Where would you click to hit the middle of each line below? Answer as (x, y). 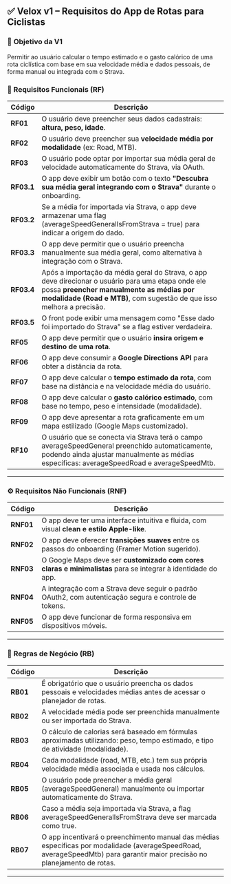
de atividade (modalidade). (85, 749)
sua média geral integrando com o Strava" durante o (129, 187)
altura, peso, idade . (74, 127)
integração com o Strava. (82, 261)
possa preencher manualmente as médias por (118, 289)
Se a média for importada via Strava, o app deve (119, 206)
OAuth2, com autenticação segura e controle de (119, 598)
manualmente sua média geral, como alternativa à (122, 253)
